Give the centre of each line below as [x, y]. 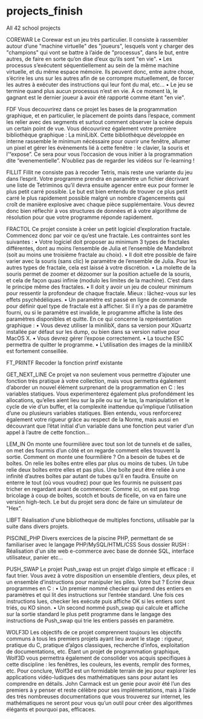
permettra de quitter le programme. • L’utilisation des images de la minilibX [99, 344]
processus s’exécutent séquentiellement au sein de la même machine [93, 65]
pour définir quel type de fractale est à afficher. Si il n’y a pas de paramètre [100, 306]
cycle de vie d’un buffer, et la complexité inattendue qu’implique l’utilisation [100, 406]
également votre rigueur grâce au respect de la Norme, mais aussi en [93, 419]
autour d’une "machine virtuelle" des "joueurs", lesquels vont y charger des [100, 46]
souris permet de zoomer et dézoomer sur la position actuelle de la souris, [99, 274]
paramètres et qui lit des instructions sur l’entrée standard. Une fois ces [95, 594]
